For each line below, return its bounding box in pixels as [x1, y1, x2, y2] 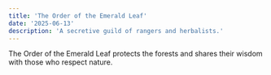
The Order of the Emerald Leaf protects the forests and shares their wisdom [8, 49, 263, 59]
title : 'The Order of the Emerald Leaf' [8, 11, 148, 20]
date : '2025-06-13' [8, 19, 75, 27]
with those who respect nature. [8, 57, 113, 67]
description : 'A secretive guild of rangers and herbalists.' [8, 27, 224, 35]
